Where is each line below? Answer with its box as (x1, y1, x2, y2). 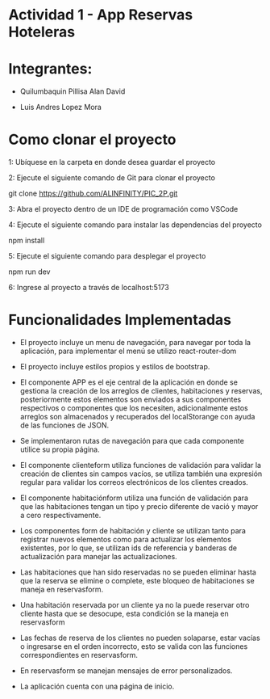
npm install (8, 236, 45, 246)
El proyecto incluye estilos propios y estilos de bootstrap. (19, 362, 210, 371)
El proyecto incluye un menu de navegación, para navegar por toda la (19, 338, 251, 347)
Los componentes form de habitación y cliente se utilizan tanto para (19, 526, 246, 535)
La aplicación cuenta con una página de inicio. (19, 681, 175, 691)
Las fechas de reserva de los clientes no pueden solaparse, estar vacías (19, 633, 260, 642)
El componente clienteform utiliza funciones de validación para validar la (19, 461, 262, 470)
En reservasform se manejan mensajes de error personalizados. (19, 666, 233, 676)
